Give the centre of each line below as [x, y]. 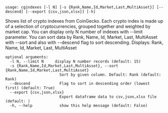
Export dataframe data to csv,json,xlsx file [108, 97]
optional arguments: [27, 57]
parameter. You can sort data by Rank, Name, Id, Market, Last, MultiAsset [81, 37]
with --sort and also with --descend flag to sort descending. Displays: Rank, [84, 42]
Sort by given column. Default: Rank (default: [110, 75]
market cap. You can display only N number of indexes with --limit [74, 32]
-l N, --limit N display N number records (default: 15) [75, 62]
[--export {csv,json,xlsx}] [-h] [61, 12]
